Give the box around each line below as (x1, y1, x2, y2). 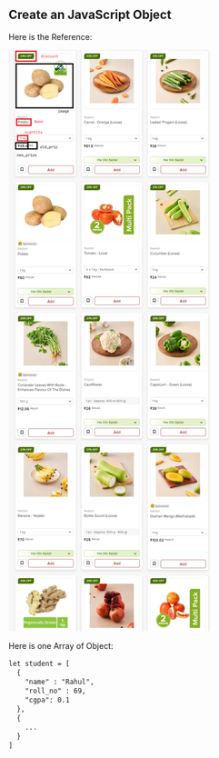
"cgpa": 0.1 (25, 695, 70, 704)
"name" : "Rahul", (25, 677, 95, 686)
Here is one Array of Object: (8, 640, 114, 651)
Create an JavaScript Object (8, 7, 172, 23)
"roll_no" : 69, (25, 686, 87, 695)
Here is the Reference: (8, 31, 93, 42)
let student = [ (8, 659, 70, 668)
